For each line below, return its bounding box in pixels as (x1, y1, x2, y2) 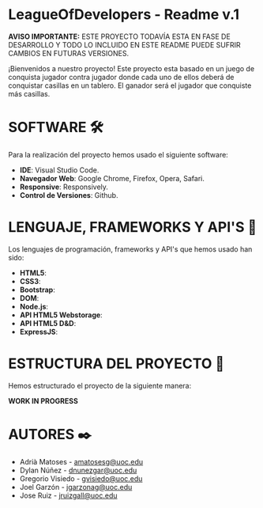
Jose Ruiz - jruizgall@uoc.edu (19, 491, 118, 500)
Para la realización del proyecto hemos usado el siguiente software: (8, 150, 229, 159)
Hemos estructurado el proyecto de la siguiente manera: (8, 381, 192, 390)
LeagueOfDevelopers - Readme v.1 (8, 6, 239, 24)
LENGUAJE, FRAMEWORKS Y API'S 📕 (8, 218, 257, 237)
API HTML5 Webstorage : (19, 310, 103, 320)
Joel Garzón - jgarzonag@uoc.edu (19, 482, 133, 491)
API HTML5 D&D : (19, 318, 77, 328)
